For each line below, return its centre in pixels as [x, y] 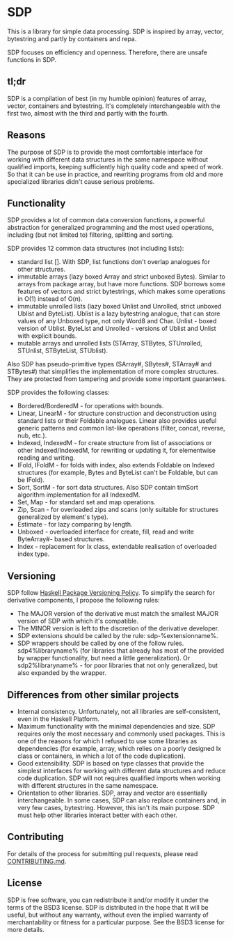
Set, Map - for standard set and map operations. [87, 502]
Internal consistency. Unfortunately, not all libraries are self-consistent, [119, 712]
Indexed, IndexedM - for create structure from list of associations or [114, 443]
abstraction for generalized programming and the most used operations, [111, 228]
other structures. [41, 270]
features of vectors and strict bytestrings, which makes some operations [121, 292]
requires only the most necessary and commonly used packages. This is [121, 734]
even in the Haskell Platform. [58, 719]
